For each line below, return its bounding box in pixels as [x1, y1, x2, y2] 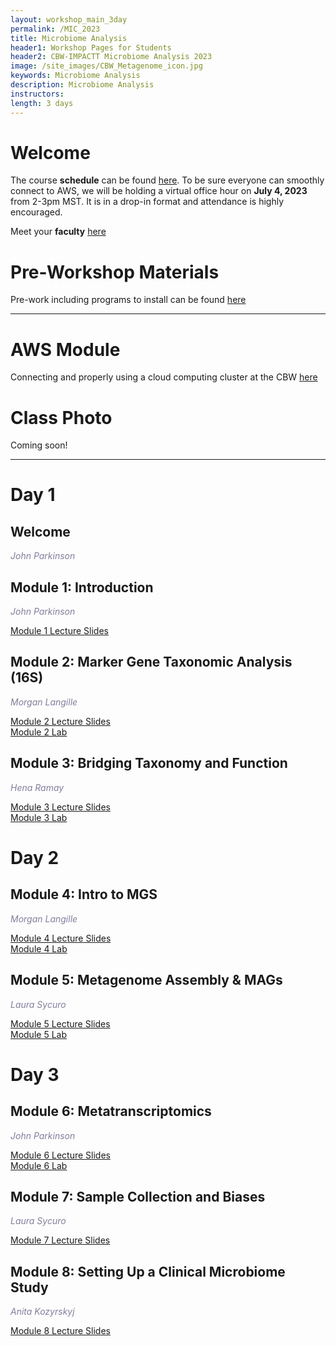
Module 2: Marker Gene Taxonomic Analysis [10, 654, 293, 671]
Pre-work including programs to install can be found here [10, 294, 247, 306]
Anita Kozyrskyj [10, 1306, 75, 1318]
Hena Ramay [10, 781, 65, 793]
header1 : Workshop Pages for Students [10, 42, 172, 53]
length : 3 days [10, 98, 74, 108]
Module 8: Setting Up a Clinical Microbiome [10, 1263, 286, 1280]
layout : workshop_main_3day [10, 14, 128, 25]
